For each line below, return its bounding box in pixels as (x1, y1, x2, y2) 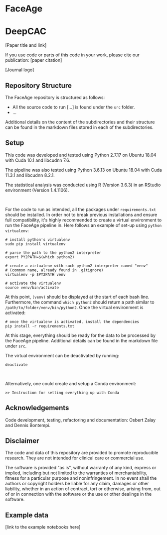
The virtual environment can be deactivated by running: (5, 352, 120, 358)
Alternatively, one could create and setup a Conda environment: (5, 380, 137, 386)
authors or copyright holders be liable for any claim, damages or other (5, 481, 150, 487)
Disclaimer (5, 436, 39, 445)
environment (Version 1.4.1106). (5, 187, 69, 193)
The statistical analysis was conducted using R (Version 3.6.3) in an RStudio (5, 182, 161, 188)
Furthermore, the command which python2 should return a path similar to (5, 299, 155, 305)
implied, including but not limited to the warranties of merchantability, (5, 470, 148, 476)
